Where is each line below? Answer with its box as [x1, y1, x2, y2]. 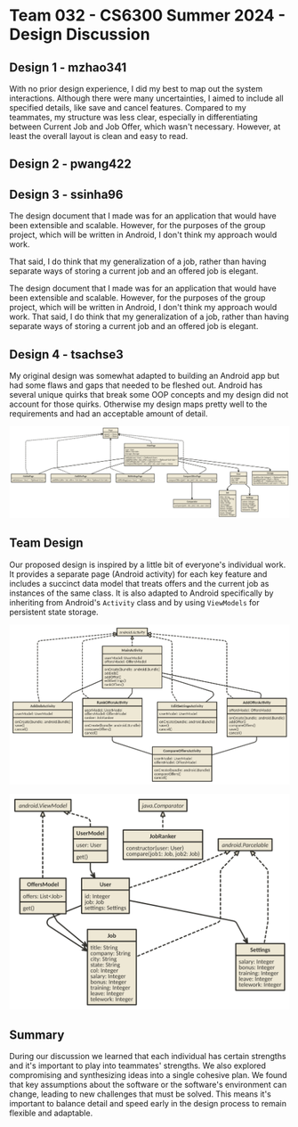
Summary [9, 1027, 65, 1042]
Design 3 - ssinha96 [9, 186, 124, 202]
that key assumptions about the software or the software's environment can [9, 1080, 287, 1090]
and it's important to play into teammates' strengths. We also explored [9, 1060, 267, 1071]
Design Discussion [9, 24, 150, 45]
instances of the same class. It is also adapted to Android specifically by [9, 588, 274, 598]
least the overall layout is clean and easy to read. [9, 131, 189, 141]
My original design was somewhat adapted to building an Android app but [9, 371, 280, 382]
